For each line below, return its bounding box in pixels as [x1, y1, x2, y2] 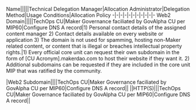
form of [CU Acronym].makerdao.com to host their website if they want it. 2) [6, 55, 190, 62]
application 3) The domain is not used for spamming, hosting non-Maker [6, 37, 181, 43]
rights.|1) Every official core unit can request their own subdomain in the [6, 49, 180, 55]
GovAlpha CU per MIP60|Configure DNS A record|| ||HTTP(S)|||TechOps [6, 85, 181, 91]
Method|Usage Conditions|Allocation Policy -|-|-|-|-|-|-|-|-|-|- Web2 [6, 12, 171, 19]
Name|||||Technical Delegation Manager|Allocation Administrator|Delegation [6, 6, 190, 12]
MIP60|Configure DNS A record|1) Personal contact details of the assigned [6, 24, 186, 31]
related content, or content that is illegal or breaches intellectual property [6, 42, 183, 49]
